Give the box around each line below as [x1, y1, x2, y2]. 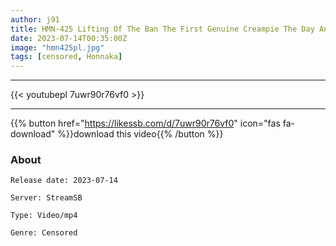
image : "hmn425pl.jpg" [10, 42, 105, 53]
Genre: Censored [10, 228, 78, 238]
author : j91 [10, 14, 60, 25]
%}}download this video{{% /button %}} [57, 128, 224, 140]
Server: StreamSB [10, 193, 83, 203]
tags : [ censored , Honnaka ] [10, 52, 123, 62]
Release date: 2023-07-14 [10, 176, 118, 186]
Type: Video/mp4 [10, 211, 78, 221]
